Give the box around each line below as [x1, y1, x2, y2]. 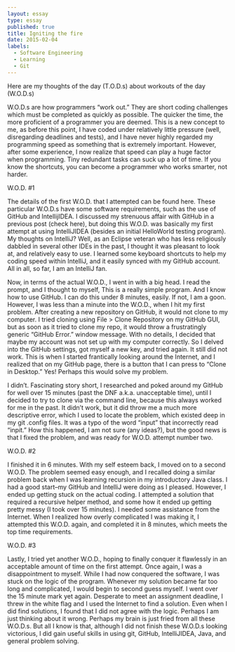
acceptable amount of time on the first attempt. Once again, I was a [7, 562, 202, 571]
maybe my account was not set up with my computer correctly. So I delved [7, 338, 224, 346]
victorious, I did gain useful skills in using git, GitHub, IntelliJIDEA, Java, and [7, 629, 227, 637]
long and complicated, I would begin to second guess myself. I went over [7, 584, 219, 593]
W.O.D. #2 [7, 446, 36, 455]
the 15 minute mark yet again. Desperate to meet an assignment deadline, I [7, 592, 223, 600]
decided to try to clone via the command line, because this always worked [7, 396, 222, 404]
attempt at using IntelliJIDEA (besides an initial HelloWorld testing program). [7, 227, 227, 235]
